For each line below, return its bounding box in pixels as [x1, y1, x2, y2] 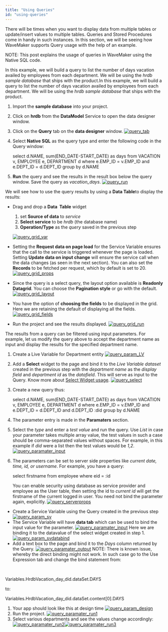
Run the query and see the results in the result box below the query [12, 173, 152, 179]
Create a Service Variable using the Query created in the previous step [12, 508, 159, 514]
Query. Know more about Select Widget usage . [12, 377, 110, 383]
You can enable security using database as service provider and [12, 483, 145, 489]
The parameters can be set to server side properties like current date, [12, 457, 157, 463]
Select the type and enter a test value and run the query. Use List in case [12, 426, 163, 433]
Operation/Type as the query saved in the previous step [20, 224, 137, 230]
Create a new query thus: [12, 386, 65, 392]
